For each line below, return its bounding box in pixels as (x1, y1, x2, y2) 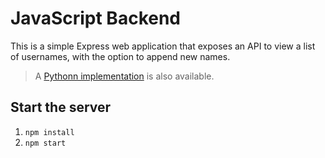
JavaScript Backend (10, 7, 182, 30)
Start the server (10, 99, 112, 116)
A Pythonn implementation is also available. (34, 70, 215, 82)
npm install (24, 127, 75, 137)
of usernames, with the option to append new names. (10, 50, 231, 62)
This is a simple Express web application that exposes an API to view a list (10, 40, 316, 52)
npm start (24, 138, 67, 148)
